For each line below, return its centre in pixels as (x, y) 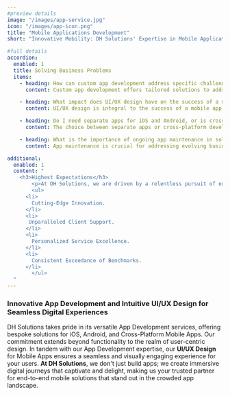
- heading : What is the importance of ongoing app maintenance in (116, 139)
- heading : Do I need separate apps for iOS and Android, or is (113, 121)
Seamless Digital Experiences (57, 312)
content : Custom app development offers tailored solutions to (117, 90)
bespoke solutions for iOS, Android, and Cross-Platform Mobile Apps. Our (111, 334)
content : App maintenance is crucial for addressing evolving (116, 146)
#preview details (32, 13)
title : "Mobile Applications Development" (68, 33)
